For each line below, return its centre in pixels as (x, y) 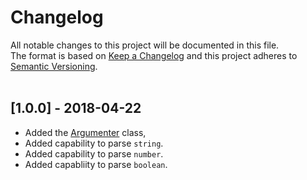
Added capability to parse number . (94, 153)
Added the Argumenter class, (85, 132)
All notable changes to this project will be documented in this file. (145, 45)
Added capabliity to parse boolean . (96, 164)
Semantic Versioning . (54, 66)
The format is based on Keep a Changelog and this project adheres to (154, 55)
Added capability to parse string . (94, 143)
